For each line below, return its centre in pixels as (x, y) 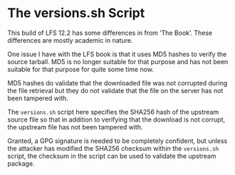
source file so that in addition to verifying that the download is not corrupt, (116, 120)
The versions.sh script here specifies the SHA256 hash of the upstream (113, 112)
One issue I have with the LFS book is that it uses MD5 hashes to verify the (117, 54)
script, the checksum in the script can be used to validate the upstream (112, 156)
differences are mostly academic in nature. (70, 40)
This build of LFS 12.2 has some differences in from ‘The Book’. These (110, 33)
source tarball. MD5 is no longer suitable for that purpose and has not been (118, 61)
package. (21, 163)
